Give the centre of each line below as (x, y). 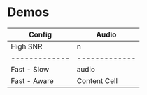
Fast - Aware (32, 80)
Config (41, 34)
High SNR (27, 46)
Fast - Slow (30, 69)
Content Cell (97, 80)
